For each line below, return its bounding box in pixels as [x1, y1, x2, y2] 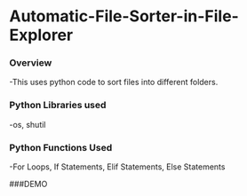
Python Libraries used [9, 99, 107, 112]
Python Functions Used [9, 141, 113, 153]
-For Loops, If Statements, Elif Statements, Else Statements [9, 161, 226, 172]
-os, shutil [9, 119, 46, 129]
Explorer [9, 25, 74, 45]
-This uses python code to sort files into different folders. [9, 77, 219, 88]
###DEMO [9, 179, 48, 190]
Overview [9, 57, 52, 69]
